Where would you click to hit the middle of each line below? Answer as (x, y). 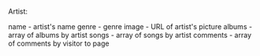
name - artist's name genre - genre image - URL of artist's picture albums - (130, 26)
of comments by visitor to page (59, 43)
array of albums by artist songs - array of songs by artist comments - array (130, 35)
